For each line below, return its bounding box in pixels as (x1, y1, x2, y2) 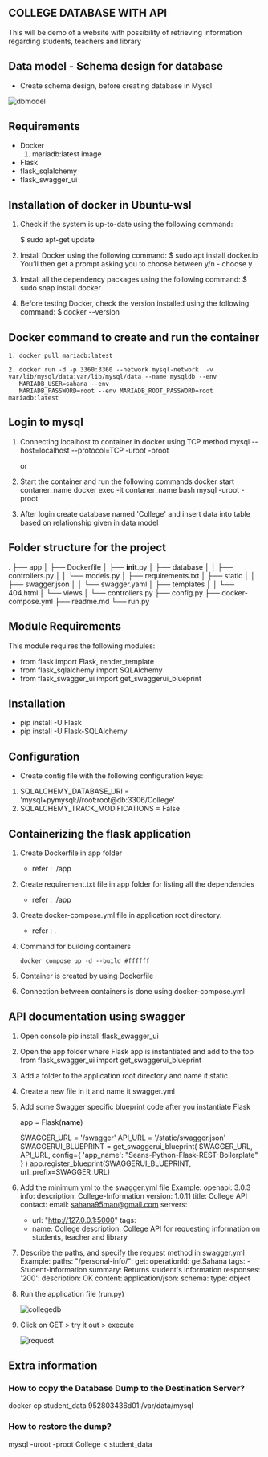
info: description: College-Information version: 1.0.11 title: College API (19, 1191, 247, 1200)
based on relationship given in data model (19, 517, 159, 527)
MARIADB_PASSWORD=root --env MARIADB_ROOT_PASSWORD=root (18, 387, 214, 396)
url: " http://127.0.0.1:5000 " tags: (31, 1215, 136, 1224)
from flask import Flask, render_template (19, 656, 155, 666)
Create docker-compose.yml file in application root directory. (19, 910, 222, 919)
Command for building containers (19, 941, 132, 951)
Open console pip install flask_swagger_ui (19, 1031, 159, 1041)
